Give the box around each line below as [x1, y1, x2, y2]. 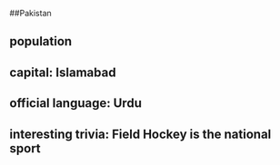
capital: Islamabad [9, 64, 116, 80]
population [9, 34, 73, 49]
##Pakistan [9, 8, 52, 18]
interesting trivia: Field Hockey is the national [9, 126, 272, 141]
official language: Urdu [9, 95, 143, 112]
